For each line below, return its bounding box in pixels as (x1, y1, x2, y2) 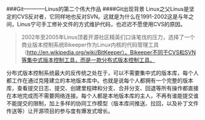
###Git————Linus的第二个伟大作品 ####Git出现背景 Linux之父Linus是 (6, 5, 189, 12)
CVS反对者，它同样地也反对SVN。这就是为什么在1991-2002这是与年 (16, 13, 189, 20)
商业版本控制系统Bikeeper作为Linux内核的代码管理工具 (21, 41, 159, 48)
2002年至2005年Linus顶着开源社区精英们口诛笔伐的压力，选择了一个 (21, 34, 195, 41)
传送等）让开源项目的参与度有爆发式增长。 (6, 107, 113, 115)
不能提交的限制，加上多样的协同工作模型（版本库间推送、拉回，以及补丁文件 (6, 100, 199, 107)
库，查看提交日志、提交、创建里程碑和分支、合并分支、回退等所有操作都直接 (6, 85, 199, 91)
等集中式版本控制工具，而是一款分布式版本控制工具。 (21, 57, 156, 63)
